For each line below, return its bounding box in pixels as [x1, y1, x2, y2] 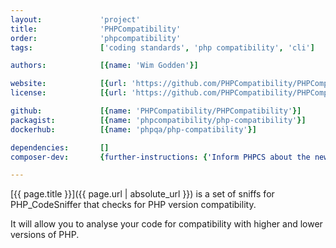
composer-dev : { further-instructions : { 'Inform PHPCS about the [10, 152, 311, 162]
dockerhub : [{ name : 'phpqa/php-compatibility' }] [10, 124, 257, 135]
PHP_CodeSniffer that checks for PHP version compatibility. [10, 199, 257, 211]
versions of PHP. [10, 229, 80, 241]
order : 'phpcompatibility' [10, 33, 182, 43]
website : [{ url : [10, 79, 128, 89]
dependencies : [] [10, 142, 110, 153]
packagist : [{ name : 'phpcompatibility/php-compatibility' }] [10, 115, 307, 125]
